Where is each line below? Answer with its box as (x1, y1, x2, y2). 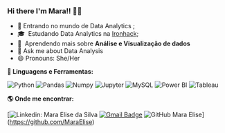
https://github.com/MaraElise (9, 118, 93, 126)
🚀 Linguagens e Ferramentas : (7, 68, 93, 76)
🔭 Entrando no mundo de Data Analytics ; (17, 22, 135, 30)
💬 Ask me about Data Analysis (17, 47, 104, 55)
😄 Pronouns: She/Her (17, 54, 80, 63)
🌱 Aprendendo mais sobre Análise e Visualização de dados (17, 39, 190, 48)
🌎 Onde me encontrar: (7, 94, 74, 103)
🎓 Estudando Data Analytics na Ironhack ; (17, 30, 139, 38)
